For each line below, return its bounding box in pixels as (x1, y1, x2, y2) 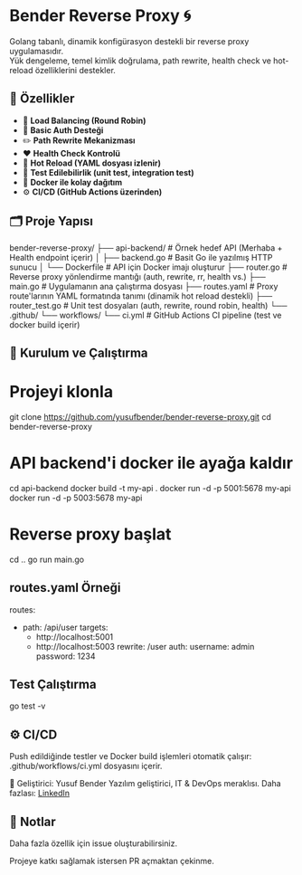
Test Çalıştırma (9, 676, 97, 692)
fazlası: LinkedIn (9, 788, 71, 799)
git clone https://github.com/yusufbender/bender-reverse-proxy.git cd (9, 411, 271, 422)
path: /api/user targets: (22, 622, 109, 632)
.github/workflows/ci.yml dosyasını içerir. (9, 761, 163, 772)
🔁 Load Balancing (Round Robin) (22, 115, 146, 126)
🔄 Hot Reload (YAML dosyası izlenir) (22, 157, 161, 168)
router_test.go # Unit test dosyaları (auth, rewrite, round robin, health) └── (9, 300, 288, 310)
